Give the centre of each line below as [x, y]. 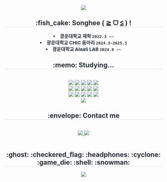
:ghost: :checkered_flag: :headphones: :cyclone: [83, 154]
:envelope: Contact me [83, 116]
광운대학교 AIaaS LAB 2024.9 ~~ [86, 49]
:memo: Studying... [83, 65]
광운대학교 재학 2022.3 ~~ [87, 36]
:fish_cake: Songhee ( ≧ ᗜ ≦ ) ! [83, 23]
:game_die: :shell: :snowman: [83, 162]
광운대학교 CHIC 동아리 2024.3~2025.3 [87, 43]
